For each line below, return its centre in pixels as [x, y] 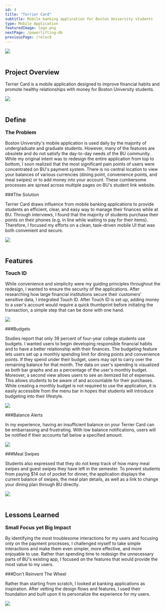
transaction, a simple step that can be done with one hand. [65, 310]
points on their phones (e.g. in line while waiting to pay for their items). [77, 220]
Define [16, 120]
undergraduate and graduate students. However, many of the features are [80, 148]
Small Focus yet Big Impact [38, 528]
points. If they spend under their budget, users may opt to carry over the [79, 360]
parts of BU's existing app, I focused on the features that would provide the [82, 559]
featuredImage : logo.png [31, 28]
